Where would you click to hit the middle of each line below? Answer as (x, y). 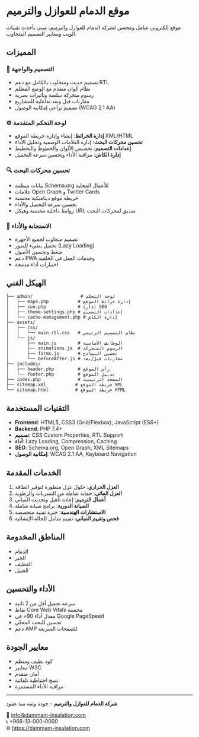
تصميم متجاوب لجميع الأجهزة (46, 239)
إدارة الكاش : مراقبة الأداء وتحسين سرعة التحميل (68, 154)
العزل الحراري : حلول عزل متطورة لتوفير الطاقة (67, 487)
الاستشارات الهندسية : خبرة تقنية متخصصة (60, 512)
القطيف (23, 564)
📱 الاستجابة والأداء (29, 226)
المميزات (21, 53)
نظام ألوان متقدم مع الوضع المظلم (52, 88)
